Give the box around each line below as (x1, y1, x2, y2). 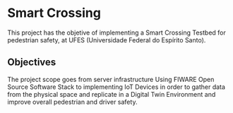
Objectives (7, 56, 56, 69)
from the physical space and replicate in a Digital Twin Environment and (7, 90, 216, 98)
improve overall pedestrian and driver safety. (7, 97, 138, 106)
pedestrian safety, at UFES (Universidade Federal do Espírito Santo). (7, 35, 206, 44)
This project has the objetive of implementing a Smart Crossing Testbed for (7, 28, 226, 37)
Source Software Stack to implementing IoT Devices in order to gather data (7, 83, 226, 91)
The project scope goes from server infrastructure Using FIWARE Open (7, 75, 215, 83)
